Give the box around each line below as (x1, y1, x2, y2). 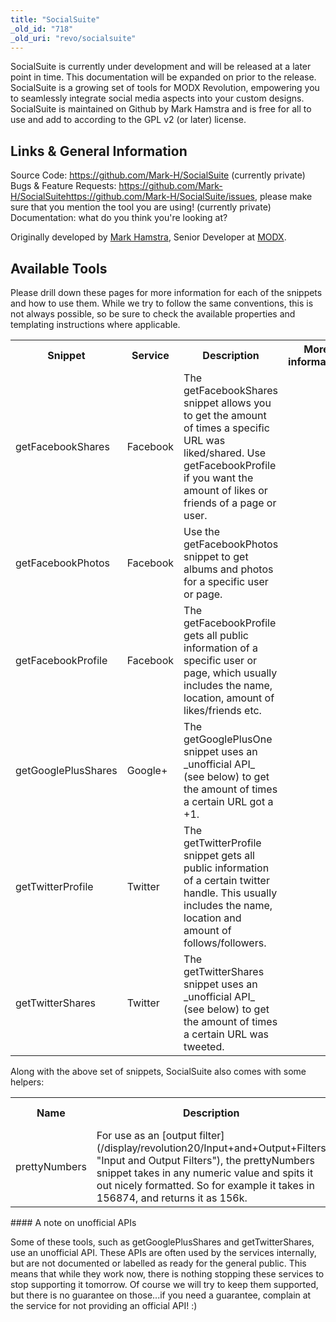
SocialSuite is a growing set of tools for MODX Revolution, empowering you (10, 82, 320, 94)
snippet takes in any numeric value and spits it (96, 1166, 314, 1180)
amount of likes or (183, 484, 268, 497)
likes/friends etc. (183, 704, 262, 717)
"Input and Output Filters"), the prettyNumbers (96, 1154, 315, 1167)
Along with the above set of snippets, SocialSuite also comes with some (10, 1066, 307, 1077)
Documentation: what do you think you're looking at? (10, 212, 228, 224)
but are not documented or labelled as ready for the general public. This (10, 1257, 307, 1269)
